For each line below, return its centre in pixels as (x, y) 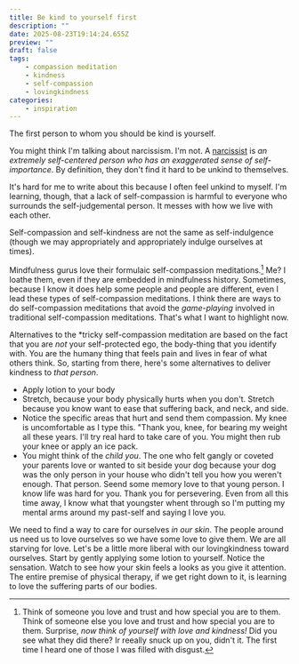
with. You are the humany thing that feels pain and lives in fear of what (138, 353)
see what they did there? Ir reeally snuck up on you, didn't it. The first (149, 640)
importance (30, 170)
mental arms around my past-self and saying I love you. (124, 512)
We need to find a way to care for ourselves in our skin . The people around (146, 529)
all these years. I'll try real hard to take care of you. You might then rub (151, 436)
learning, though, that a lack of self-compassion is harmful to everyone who (148, 196)
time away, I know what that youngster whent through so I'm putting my (154, 502)
